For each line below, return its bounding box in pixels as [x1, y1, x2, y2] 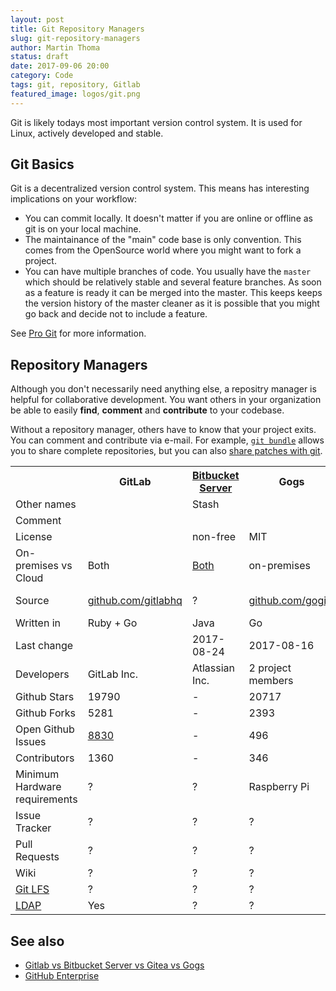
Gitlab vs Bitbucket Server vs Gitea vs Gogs [24, 959, 205, 971]
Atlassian [191, 661, 235, 675]
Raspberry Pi [248, 780, 310, 794]
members [248, 674, 294, 688]
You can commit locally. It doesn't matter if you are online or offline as [24, 212, 313, 225]
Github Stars [15, 690, 75, 704]
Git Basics [10, 156, 75, 173]
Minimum [15, 767, 60, 781]
